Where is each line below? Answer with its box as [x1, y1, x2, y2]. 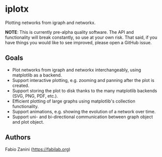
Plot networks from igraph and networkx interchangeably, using [12, 67, 141, 73]
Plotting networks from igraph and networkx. [5, 20, 96, 26]
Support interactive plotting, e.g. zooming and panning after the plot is [12, 77, 155, 83]
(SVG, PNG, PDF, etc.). [12, 93, 58, 99]
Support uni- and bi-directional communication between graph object [12, 114, 153, 120]
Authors [5, 133, 31, 142]
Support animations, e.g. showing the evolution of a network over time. [12, 108, 156, 114]
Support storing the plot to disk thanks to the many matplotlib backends [12, 87, 158, 94]
